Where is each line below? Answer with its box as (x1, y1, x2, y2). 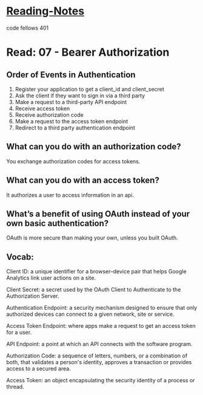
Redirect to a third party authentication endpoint (15, 124, 135, 131)
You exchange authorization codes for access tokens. (6, 157, 141, 165)
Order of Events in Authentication (6, 70, 136, 80)
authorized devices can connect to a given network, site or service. (6, 310, 175, 318)
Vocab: (6, 252, 35, 262)
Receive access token (15, 105, 70, 112)
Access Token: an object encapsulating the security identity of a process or (6, 377, 195, 384)
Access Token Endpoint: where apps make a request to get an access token (6, 322, 196, 330)
